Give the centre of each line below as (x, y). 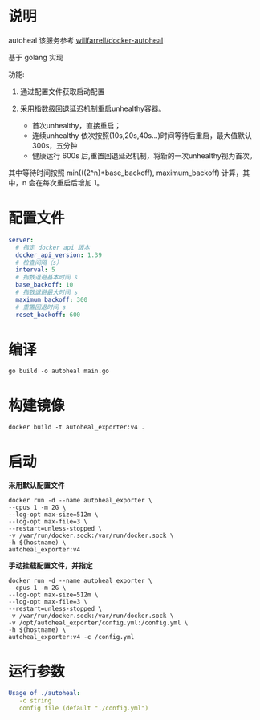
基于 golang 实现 (36, 57)
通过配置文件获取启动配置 (62, 91)
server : (21, 240)
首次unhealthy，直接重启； (77, 125)
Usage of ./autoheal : (45, 694)
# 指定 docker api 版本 (53, 247)
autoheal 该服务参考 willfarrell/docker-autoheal (86, 40)
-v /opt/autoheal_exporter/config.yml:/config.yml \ (98, 623)
